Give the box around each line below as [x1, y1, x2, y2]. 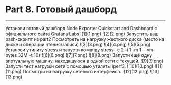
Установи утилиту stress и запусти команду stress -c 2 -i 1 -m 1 [5, 47, 141, 53]
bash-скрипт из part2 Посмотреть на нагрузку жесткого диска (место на [5, 36, 164, 42]
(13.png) [5, 74, 23, 80]
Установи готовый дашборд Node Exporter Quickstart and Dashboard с [5, 25, 157, 31]
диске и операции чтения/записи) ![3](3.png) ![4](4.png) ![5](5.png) [5, 41, 151, 47]
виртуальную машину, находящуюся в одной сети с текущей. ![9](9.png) [5, 58, 164, 64]
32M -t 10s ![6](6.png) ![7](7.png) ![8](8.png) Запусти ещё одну [18, 52, 152, 58]
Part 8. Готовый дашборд [5, 4, 117, 15]
